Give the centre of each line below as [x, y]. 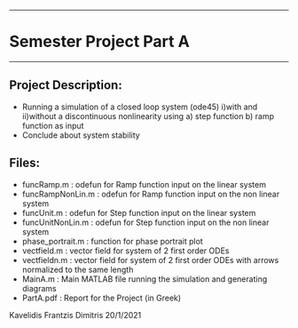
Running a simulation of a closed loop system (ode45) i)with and [140, 107]
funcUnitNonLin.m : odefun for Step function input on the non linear [145, 222]
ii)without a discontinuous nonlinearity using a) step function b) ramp [148, 116]
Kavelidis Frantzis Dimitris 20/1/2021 [75, 315]
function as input [53, 125]
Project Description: [66, 85]
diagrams [39, 288]
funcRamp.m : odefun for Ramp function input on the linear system [144, 184]
